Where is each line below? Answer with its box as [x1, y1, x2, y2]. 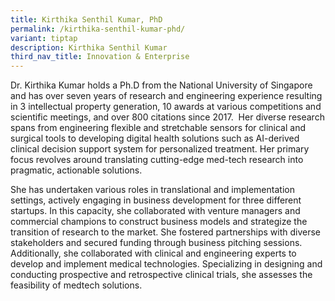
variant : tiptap [10, 33, 78, 43]
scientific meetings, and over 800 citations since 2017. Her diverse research [10, 111, 325, 123]
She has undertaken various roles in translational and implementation [10, 184, 295, 196]
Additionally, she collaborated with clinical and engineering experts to [10, 247, 297, 260]
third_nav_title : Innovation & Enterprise [10, 52, 190, 62]
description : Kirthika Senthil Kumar [10, 42, 168, 53]
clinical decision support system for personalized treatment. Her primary [10, 143, 310, 155]
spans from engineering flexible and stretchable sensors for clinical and [10, 122, 306, 134]
